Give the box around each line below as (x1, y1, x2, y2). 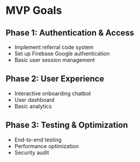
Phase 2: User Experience (5, 73, 105, 84)
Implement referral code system (14, 43, 94, 51)
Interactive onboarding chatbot (14, 90, 91, 97)
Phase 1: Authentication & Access (5, 28, 135, 38)
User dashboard (14, 96, 55, 103)
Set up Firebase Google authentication (14, 50, 110, 57)
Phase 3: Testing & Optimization (5, 120, 129, 130)
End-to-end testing (14, 136, 62, 143)
